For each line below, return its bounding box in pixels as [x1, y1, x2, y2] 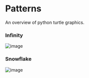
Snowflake [5, 56, 31, 63]
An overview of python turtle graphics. [5, 19, 84, 25]
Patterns [5, 3, 41, 14]
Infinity [5, 32, 23, 39]
